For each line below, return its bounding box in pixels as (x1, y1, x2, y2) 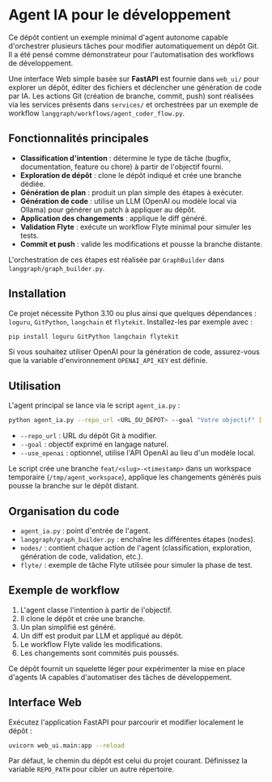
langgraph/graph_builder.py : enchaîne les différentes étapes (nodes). (19, 534, 256, 543)
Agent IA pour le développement (8, 6, 231, 24)
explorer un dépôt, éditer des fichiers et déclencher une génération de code (8, 82, 262, 92)
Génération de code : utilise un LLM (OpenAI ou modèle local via (19, 196, 237, 205)
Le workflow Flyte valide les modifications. (19, 639, 164, 649)
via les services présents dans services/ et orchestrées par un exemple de (8, 99, 259, 109)
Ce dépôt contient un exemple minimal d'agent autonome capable (8, 32, 228, 42)
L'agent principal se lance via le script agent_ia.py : (8, 400, 181, 410)
